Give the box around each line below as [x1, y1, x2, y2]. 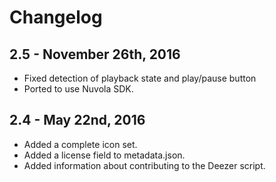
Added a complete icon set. [23, 138, 138, 150]
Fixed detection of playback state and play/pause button [23, 72, 257, 84]
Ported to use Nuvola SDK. [23, 83, 134, 95]
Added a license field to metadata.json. [23, 149, 186, 161]
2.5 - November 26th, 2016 [9, 46, 181, 63]
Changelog [9, 6, 103, 29]
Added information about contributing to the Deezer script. [23, 159, 266, 171]
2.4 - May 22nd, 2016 [9, 112, 146, 129]
